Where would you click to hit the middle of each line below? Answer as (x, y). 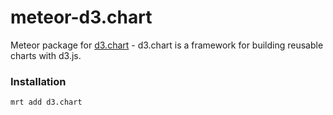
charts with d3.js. (46, 55)
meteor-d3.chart (81, 17)
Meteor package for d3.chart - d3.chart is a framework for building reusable (167, 45)
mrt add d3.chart (46, 102)
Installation (38, 81)
